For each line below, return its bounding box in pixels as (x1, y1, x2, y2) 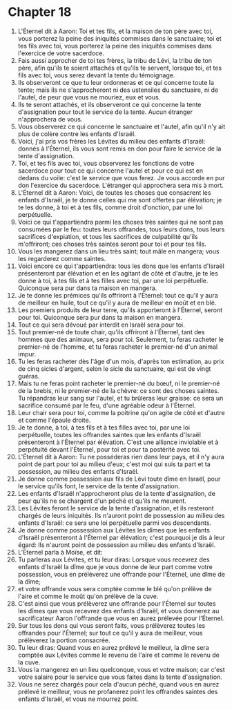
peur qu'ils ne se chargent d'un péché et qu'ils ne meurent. (17, 497, 187, 505)
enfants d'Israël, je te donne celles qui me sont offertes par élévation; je (17, 195, 222, 204)
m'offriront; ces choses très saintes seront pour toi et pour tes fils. (17, 240, 206, 248)
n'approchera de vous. (17, 115, 83, 123)
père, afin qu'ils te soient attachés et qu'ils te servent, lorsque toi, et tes (17, 64, 222, 72)
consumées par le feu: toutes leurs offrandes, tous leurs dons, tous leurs (17, 225, 225, 233)
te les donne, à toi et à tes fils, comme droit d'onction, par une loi (17, 203, 203, 211)
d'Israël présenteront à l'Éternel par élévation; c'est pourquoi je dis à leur (17, 533, 225, 541)
